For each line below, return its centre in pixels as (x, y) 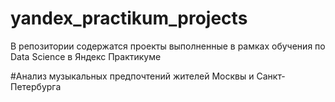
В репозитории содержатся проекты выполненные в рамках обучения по (168, 46)
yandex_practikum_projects (129, 18)
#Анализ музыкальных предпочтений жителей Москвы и (132, 76)
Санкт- (271, 76)
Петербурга (36, 86)
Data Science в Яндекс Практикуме (86, 56)
